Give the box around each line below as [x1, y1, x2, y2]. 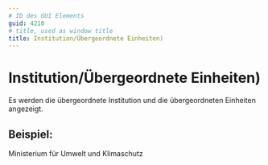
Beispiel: [8, 127, 53, 141]
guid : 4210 [8, 19, 45, 27]
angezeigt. [8, 104, 43, 113]
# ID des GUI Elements [8, 11, 85, 20]
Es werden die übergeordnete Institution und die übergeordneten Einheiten [8, 96, 256, 105]
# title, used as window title [8, 27, 113, 35]
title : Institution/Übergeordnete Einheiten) [8, 34, 163, 43]
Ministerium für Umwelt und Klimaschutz [8, 149, 143, 158]
